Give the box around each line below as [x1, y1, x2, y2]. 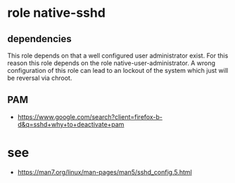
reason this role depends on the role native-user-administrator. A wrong [7, 59, 216, 67]
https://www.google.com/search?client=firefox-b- [17, 112, 163, 121]
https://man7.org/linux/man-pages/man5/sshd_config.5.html [17, 168, 192, 176]
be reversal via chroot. [7, 74, 72, 82]
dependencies [7, 33, 72, 45]
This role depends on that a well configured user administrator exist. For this [7, 51, 229, 60]
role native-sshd [7, 5, 106, 21]
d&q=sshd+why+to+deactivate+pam [17, 120, 125, 128]
